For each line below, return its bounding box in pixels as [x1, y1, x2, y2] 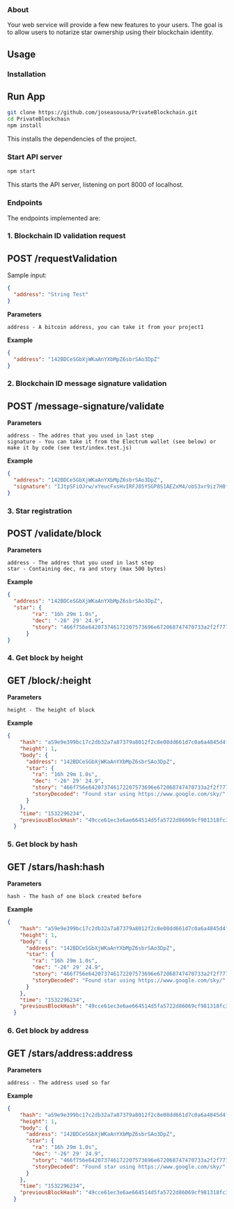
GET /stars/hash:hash [7, 861, 105, 872]
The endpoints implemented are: [7, 214, 101, 222]
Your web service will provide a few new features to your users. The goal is [7, 21, 223, 29]
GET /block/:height [7, 675, 92, 686]
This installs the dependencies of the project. [7, 134, 137, 144]
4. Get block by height [7, 653, 84, 663]
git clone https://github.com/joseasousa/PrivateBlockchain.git [7, 109, 198, 116]
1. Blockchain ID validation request [7, 231, 126, 241]
